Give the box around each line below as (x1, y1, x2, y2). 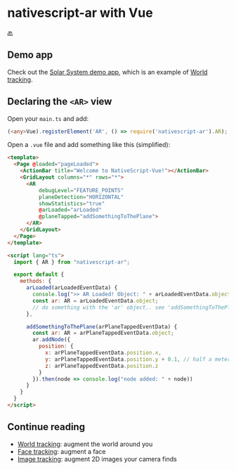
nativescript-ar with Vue (7, 5, 153, 21)
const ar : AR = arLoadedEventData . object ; (32, 297, 159, 304)
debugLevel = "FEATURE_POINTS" (38, 186, 124, 194)
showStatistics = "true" (38, 200, 105, 207)
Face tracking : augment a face (17, 447, 107, 455)
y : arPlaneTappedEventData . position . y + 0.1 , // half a (44, 355, 212, 363)
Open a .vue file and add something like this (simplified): (7, 141, 171, 149)
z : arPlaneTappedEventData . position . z (44, 362, 159, 369)
